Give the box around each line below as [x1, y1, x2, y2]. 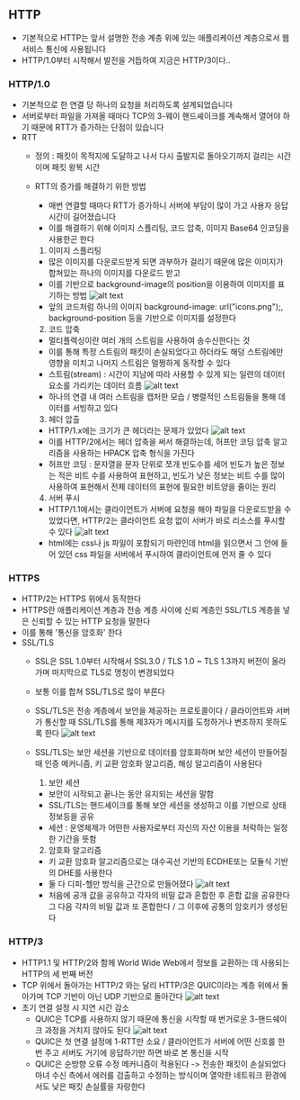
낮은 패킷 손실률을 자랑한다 [51, 1080, 146, 1092]
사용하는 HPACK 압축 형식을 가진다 [72, 447, 195, 458]
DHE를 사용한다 [57, 868, 113, 879]
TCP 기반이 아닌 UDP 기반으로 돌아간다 [45, 990, 183, 1002]
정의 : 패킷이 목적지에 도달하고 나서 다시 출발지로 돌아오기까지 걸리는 [34, 150, 275, 161]
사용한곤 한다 [48, 234, 95, 245]
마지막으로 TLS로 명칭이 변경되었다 [51, 667, 175, 678]
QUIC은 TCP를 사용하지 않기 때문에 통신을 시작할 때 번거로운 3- [34, 1013, 259, 1024]
